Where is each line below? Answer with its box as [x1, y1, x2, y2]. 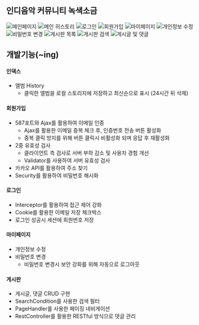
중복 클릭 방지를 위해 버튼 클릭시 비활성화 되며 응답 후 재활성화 [23, 134, 170, 141]
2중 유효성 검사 [14, 141, 51, 149]
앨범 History [14, 82, 44, 89]
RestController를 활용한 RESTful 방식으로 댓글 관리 [14, 312, 136, 320]
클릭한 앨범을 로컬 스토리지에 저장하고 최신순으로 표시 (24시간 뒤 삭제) [23, 90, 189, 97]
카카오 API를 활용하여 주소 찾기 [14, 164, 88, 172]
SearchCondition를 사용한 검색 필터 [14, 297, 100, 305]
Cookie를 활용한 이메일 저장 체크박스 [14, 208, 102, 215]
